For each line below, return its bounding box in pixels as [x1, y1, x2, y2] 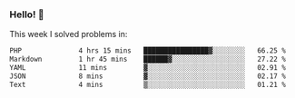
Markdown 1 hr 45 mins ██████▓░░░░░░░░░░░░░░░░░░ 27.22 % [9, 54, 286, 64]
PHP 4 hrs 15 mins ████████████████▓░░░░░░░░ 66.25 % [9, 46, 286, 55]
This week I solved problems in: [9, 29, 128, 40]
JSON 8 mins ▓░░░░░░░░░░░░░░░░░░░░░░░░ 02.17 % [9, 72, 286, 81]
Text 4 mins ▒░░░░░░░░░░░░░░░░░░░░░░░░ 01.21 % [9, 80, 286, 89]
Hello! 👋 [9, 8, 45, 21]
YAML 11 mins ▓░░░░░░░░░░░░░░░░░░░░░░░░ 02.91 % [9, 64, 286, 73]
